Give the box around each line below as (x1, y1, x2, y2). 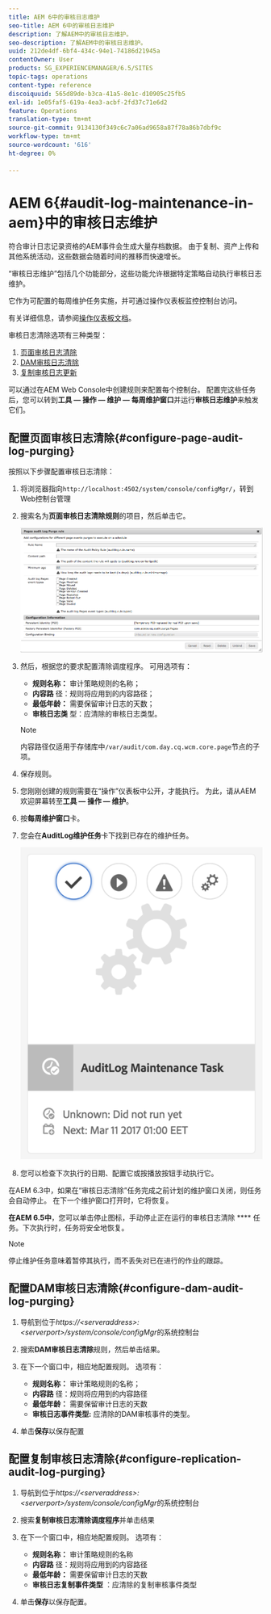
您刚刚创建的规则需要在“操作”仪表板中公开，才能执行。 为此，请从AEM (19, 786, 256, 796)
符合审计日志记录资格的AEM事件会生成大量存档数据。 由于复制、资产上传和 (8, 242, 260, 251)
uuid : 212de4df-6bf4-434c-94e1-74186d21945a (8, 47, 161, 56)
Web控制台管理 (19, 494, 71, 504)
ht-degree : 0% (8, 149, 56, 158)
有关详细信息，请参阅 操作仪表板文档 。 (8, 313, 135, 323)
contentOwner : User (8, 56, 74, 64)
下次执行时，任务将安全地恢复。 (22, 1223, 129, 1233)
